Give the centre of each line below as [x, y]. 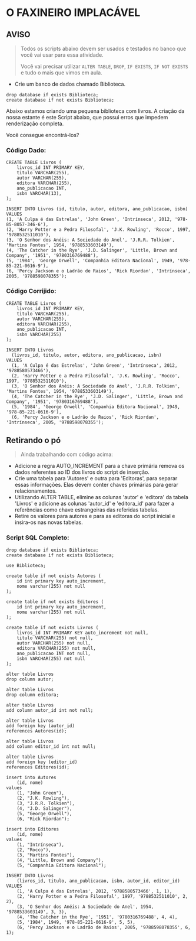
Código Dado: [26, 150]
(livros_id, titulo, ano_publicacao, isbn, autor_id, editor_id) [99, 881]
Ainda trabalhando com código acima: [67, 454]
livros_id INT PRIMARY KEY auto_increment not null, [83, 633]
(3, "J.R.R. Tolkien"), [46, 803]
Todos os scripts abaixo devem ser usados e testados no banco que [103, 48]
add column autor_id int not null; [50, 710]
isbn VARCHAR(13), [39, 194]
